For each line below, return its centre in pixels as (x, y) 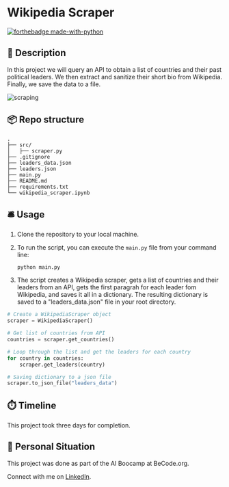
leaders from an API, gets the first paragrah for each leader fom (107, 287)
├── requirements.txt (38, 187)
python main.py (39, 267)
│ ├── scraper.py (35, 151)
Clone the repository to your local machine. (78, 235)
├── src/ (19, 145)
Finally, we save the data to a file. (54, 84)
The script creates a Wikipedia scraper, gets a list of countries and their (118, 280)
